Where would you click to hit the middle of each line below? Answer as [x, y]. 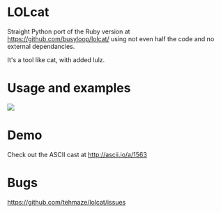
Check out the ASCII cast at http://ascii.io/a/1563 [77, 154]
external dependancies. [41, 46]
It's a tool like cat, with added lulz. [56, 59]
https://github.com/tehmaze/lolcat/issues [67, 202]
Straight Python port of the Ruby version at [69, 31]
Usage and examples [69, 88]
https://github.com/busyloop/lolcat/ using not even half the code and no [111, 38]
